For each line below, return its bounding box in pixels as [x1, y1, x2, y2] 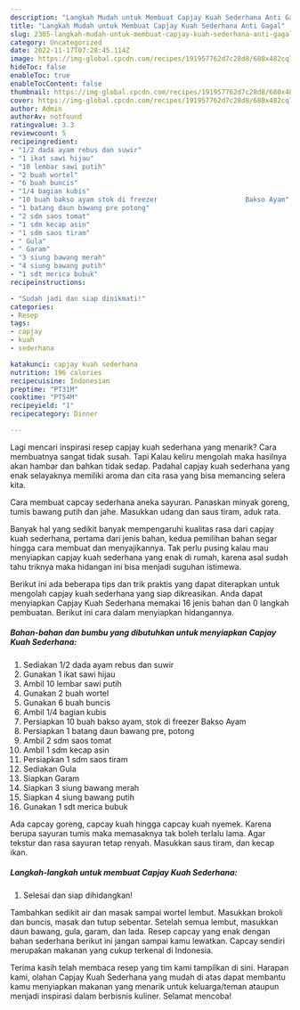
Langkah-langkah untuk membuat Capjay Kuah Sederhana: [10, 867, 238, 878]
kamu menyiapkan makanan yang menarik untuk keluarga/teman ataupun [10, 981, 280, 991]
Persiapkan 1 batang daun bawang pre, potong [22, 725, 195, 736]
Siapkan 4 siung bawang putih [22, 792, 134, 802]
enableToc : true [10, 71, 70, 80]
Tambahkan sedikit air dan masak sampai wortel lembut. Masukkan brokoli [10, 907, 283, 917]
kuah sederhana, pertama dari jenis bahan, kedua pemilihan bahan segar [10, 533, 278, 543]
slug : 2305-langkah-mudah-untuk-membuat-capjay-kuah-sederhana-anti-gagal [10, 29, 294, 38]
